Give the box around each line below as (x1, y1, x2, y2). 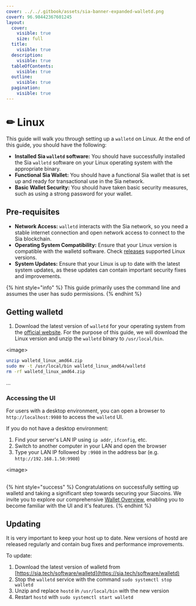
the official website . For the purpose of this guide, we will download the (14, 329, 188, 336)
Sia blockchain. (14, 235, 52, 242)
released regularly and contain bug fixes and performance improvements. (6, 541, 184, 548)
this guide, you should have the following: (6, 141, 107, 148)
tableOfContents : (11, 63, 54, 69)
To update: (6, 552, 32, 559)
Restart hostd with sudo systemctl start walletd (14, 594, 134, 601)
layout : (6, 19, 25, 25)
